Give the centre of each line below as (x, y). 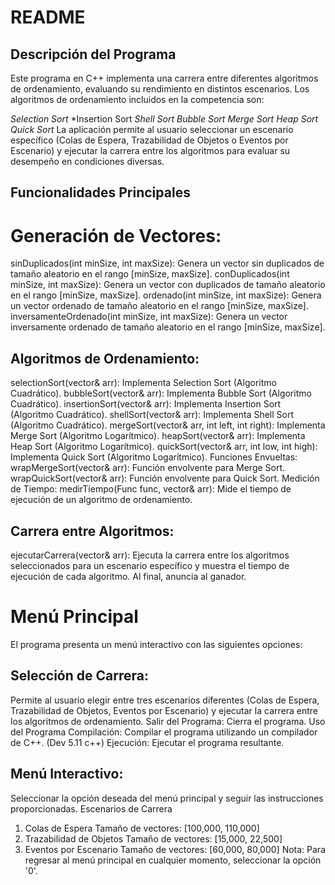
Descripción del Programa (93, 54)
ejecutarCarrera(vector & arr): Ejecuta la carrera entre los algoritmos (150, 555)
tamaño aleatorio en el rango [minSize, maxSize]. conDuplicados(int (150, 274)
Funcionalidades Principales (100, 192)
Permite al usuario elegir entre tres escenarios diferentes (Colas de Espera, (165, 700)
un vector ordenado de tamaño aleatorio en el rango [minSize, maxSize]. (159, 306)
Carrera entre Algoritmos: (92, 531)
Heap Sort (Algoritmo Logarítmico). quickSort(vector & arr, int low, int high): (164, 447)
